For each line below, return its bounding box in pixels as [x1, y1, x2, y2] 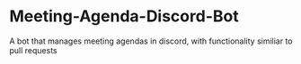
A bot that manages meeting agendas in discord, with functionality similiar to [9, 36, 294, 46]
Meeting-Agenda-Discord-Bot [9, 6, 240, 27]
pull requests [9, 44, 58, 55]
